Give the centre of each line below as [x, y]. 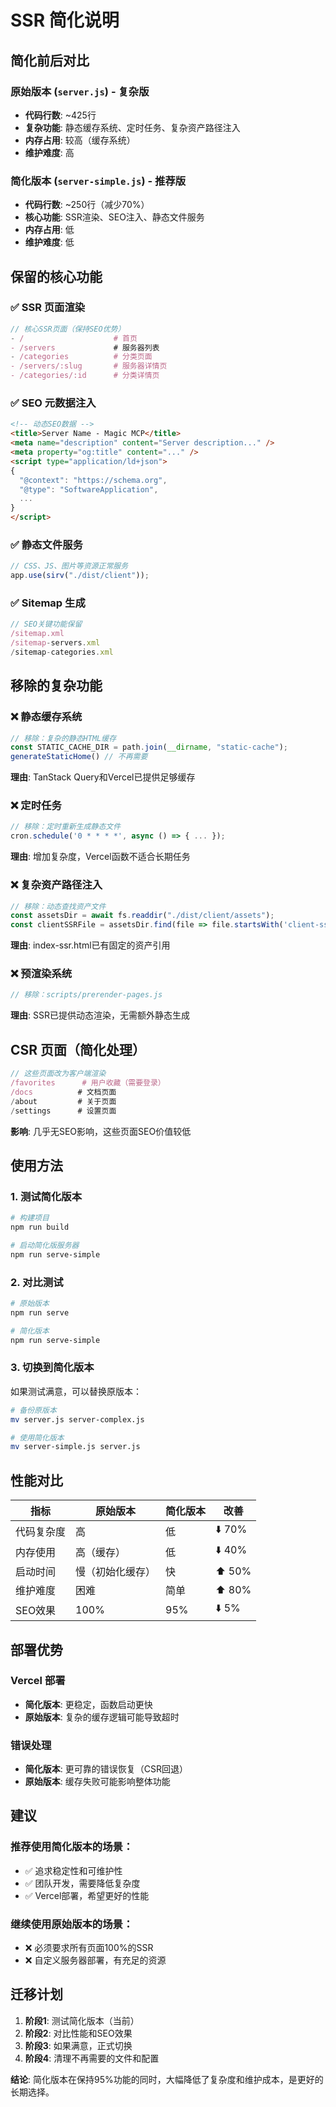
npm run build [40, 1227]
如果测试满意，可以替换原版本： [76, 1391]
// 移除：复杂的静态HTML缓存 [63, 738]
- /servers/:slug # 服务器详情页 [89, 366]
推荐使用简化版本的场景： [72, 1847]
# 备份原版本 [33, 1410]
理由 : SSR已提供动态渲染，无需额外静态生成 [100, 1015]
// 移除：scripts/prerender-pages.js [86, 995]
